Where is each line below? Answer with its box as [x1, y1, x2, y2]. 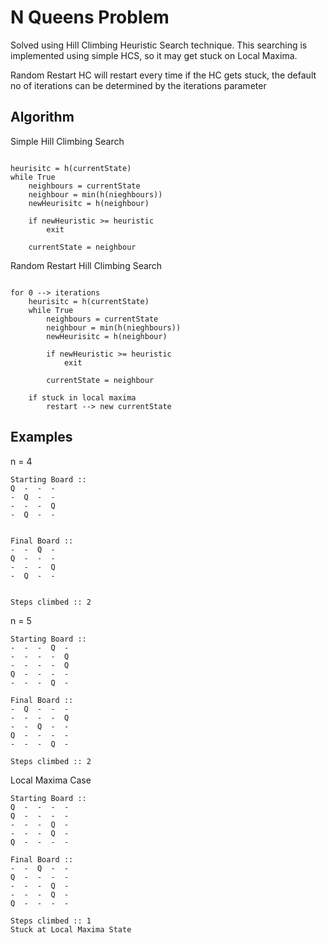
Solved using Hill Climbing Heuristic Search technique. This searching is [10, 39, 308, 51]
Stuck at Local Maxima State [10, 924, 132, 935]
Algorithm [10, 109, 75, 126]
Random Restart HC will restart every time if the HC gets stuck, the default [10, 69, 317, 81]
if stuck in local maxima [28, 392, 137, 403]
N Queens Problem [10, 6, 170, 29]
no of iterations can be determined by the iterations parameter [10, 79, 267, 91]
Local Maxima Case [10, 774, 92, 786]
